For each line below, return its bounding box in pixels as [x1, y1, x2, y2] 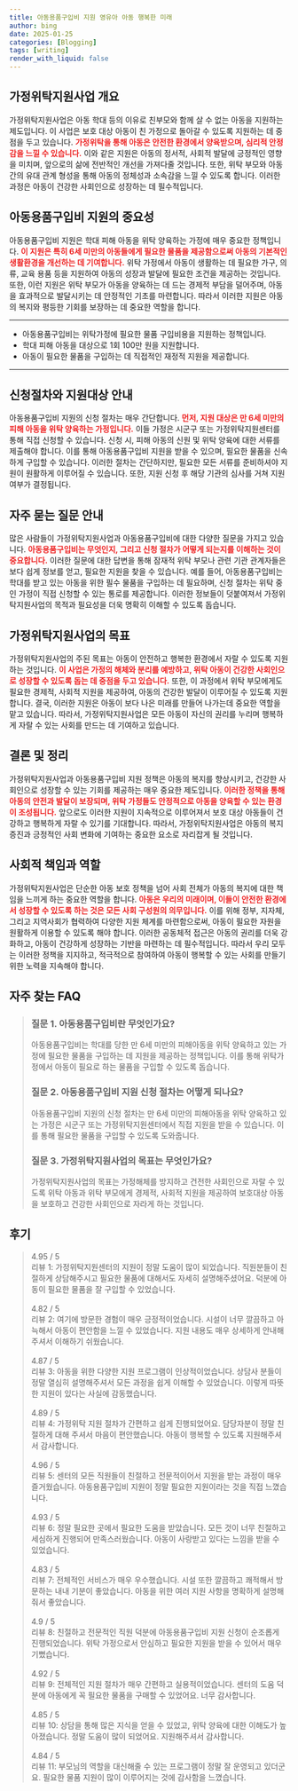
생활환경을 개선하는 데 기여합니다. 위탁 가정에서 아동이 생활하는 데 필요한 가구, [9, 256, 278, 267]
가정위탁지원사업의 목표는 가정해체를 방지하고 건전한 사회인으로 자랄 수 [30, 1176, 276, 1187]
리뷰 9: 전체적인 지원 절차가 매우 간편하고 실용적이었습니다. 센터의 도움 [30, 1678, 275, 1689]
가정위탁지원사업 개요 [9, 90, 120, 105]
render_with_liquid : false [9, 54, 109, 63]
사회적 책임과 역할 [9, 857, 101, 872]
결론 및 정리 [9, 748, 69, 763]
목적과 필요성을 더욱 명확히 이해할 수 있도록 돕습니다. [54, 600, 237, 611]
